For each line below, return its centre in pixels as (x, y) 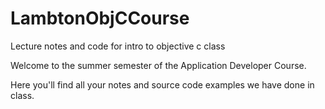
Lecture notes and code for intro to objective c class (118, 46)
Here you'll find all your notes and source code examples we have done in (162, 84)
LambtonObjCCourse (100, 18)
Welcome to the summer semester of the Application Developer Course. (158, 65)
